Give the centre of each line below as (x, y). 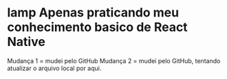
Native (26, 42)
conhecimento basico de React (97, 27)
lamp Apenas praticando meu (93, 13)
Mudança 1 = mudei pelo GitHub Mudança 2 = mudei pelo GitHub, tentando (114, 60)
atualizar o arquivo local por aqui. (54, 68)
